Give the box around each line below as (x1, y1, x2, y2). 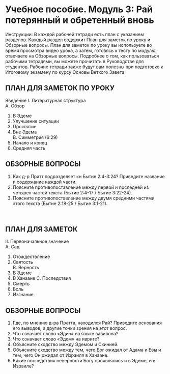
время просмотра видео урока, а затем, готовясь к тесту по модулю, (5, 47, 157, 53)
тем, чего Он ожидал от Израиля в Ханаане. (12, 352, 109, 358)
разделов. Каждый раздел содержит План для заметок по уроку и (5, 37, 151, 43)
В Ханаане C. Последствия (12, 275, 71, 281)
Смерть (12, 281, 30, 287)
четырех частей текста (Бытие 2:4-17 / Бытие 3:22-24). (12, 189, 132, 195)
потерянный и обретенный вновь (5, 14, 154, 26)
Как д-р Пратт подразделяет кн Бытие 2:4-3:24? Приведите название (12, 173, 165, 179)
